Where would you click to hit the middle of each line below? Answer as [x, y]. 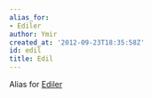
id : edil [25, 51]
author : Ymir [33, 34]
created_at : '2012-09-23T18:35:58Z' [77, 42]
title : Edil [31, 59]
